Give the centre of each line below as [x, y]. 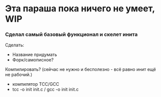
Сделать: [15, 45]
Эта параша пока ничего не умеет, [80, 9]
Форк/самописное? [33, 60]
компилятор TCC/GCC [36, 84]
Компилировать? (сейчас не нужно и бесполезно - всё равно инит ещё [81, 69]
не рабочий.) [19, 75]
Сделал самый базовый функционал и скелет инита [71, 34]
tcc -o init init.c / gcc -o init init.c [45, 90]
